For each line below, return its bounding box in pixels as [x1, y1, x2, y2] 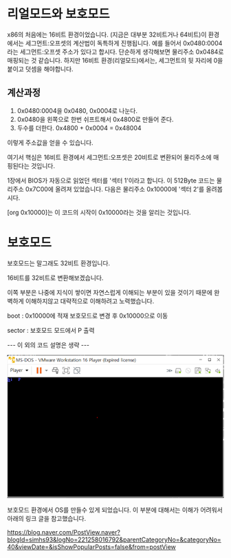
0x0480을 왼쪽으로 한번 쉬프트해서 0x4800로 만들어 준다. [16, 115, 174, 123]
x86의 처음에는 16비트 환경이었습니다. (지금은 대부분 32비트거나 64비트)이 [7, 30, 207, 39]
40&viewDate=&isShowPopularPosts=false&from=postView [7, 543, 177, 551]
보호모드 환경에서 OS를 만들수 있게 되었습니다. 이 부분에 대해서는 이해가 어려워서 [7, 506, 223, 514]
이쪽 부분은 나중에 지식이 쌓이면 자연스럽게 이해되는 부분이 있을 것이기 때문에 [7, 288, 213, 296]
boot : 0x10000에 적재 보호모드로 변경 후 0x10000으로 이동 [7, 311, 168, 320]
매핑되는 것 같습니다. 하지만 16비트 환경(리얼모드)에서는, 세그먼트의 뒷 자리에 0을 [7, 56, 223, 64]
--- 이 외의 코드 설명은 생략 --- [7, 340, 90, 349]
